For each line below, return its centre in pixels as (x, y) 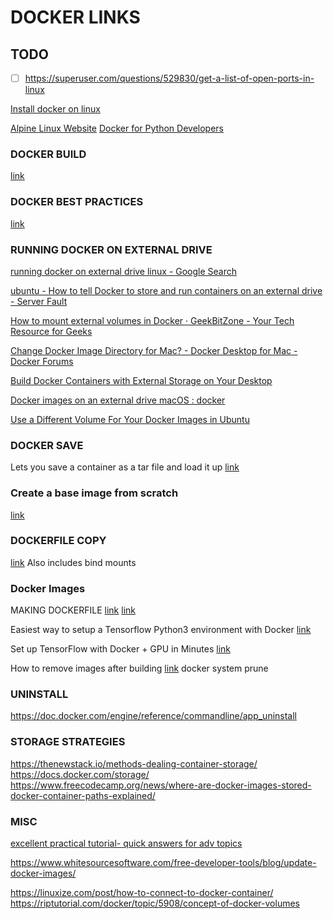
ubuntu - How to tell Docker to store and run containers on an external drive (166, 290)
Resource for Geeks (51, 331)
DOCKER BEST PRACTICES (77, 202)
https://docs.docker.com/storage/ (80, 774)
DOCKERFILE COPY (58, 541)
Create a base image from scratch (94, 493)
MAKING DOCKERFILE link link (73, 610)
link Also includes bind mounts (73, 562)
